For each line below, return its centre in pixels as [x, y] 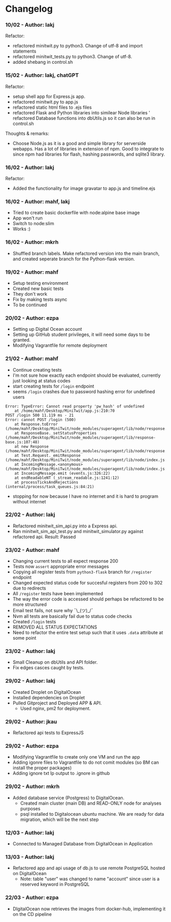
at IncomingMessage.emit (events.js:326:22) [62, 473]
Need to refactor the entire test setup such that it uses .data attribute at [88, 633]
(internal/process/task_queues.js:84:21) [50, 487]
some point [24, 638]
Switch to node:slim [33, 224]
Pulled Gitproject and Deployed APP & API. [57, 703]
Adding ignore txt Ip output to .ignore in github [61, 773]
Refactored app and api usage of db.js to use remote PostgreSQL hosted [89, 868]
